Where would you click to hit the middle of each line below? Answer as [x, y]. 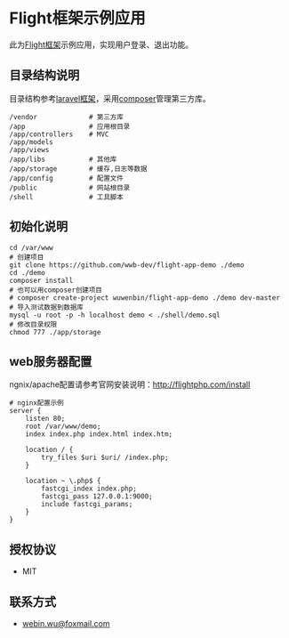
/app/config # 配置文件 [67, 178]
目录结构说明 [44, 75]
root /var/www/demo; [63, 427]
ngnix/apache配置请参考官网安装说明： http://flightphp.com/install [130, 384]
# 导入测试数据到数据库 [47, 307]
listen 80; [45, 419]
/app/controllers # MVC [59, 134]
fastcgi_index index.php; [89, 489]
